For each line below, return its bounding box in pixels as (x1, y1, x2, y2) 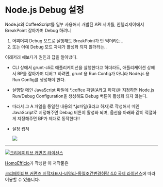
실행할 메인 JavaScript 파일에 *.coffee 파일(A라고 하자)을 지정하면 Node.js (12, 87, 154, 93)
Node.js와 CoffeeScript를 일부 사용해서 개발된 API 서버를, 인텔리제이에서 (5, 21, 145, 27)
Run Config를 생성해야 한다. (12, 76, 66, 83)
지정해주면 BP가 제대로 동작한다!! (17, 115, 80, 121)
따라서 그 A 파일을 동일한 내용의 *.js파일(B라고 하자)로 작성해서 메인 (12, 103, 140, 109)
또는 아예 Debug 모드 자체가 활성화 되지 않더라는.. (12, 44, 107, 50)
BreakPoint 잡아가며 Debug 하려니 (5, 27, 71, 33)
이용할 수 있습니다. (5, 176, 40, 182)
